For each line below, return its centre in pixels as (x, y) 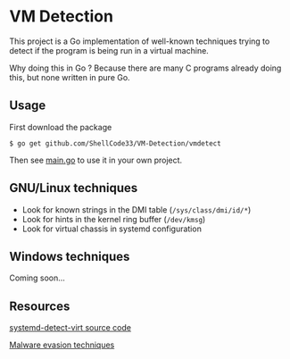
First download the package (61, 127)
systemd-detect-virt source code (70, 328)
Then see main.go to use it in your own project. (96, 160)
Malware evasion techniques (62, 345)
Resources (40, 306)
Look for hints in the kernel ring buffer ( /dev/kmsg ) (114, 219)
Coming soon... (37, 278)
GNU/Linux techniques (74, 188)
